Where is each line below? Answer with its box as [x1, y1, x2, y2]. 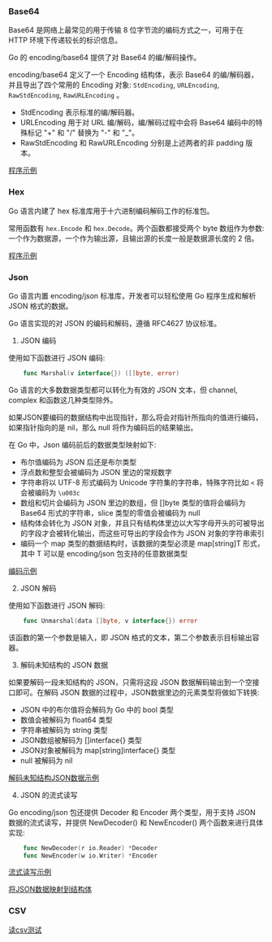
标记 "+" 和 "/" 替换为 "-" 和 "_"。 [27, 128, 140, 137]
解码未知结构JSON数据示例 [8, 773, 100, 783]
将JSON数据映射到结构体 [8, 884, 93, 894]
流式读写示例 [8, 867, 51, 877]
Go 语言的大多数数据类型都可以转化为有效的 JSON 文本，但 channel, [8, 385, 238, 395]
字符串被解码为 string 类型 [19, 725, 108, 735]
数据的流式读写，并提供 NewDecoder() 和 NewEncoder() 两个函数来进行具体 [8, 818, 264, 827]
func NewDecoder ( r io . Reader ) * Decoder [23, 844, 158, 852]
